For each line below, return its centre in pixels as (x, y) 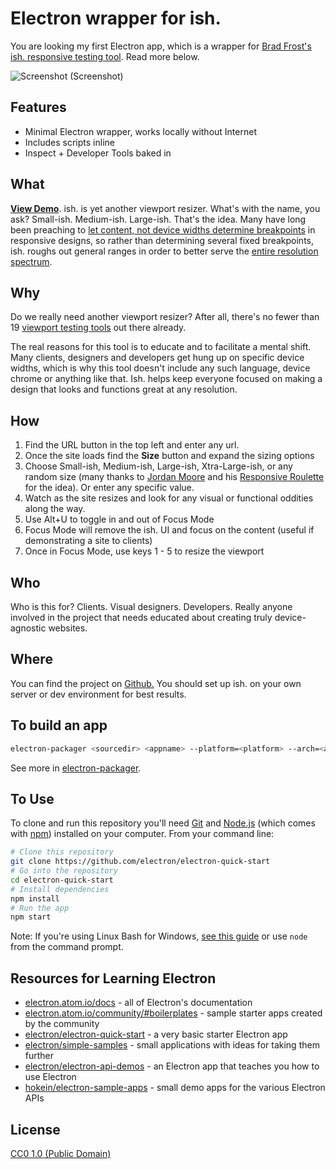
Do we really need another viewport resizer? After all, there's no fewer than (165, 317)
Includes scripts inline (69, 142)
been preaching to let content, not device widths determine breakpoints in (163, 229)
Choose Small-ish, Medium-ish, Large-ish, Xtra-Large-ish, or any (158, 466)
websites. (68, 628)
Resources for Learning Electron (113, 978)
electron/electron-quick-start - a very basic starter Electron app (156, 1034)
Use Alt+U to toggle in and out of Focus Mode (119, 519)
